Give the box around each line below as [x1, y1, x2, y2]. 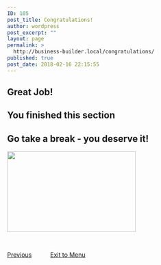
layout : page [7, 36, 45, 42]
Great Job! [7, 86, 53, 98]
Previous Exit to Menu [7, 251, 86, 259]
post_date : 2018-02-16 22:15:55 [7, 61, 99, 68]
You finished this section [7, 110, 115, 121]
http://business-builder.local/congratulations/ [13, 49, 155, 55]
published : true [7, 55, 53, 62]
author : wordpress [7, 23, 60, 29]
